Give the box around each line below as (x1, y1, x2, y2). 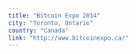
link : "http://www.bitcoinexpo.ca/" (8, 33, 129, 42)
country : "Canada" (8, 26, 69, 34)
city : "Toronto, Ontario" (8, 19, 93, 27)
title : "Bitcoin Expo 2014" (8, 11, 101, 20)
